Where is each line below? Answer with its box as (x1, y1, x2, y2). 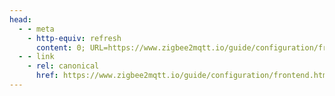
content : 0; (35, 42, 86, 53)
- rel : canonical (27, 61, 100, 71)
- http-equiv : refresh (27, 33, 122, 43)
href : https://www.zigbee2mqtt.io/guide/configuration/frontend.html (35, 71, 332, 81)
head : (9, 14, 32, 25)
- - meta (18, 24, 55, 34)
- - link (18, 52, 55, 62)
